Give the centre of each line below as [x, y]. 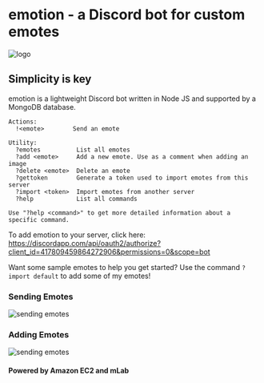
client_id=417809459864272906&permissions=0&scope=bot [109, 252]
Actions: [23, 122]
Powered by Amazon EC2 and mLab [69, 370]
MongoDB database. [42, 107]
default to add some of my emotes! [92, 276]
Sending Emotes [41, 296]
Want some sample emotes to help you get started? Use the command [124, 267]
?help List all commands [76, 199]
